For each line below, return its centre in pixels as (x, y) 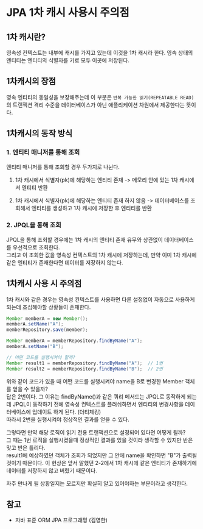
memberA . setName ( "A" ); (35, 324)
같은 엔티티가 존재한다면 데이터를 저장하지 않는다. (65, 262)
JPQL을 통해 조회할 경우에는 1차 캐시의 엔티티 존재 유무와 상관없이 (84, 240)
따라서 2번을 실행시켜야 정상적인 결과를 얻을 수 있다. (68, 419)
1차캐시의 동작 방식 (40, 134)
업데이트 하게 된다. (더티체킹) (67, 411)
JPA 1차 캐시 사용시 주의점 (68, 12)
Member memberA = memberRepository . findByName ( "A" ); (74, 341)
